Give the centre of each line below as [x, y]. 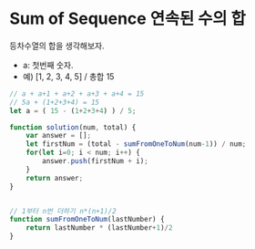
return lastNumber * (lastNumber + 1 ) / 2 [99, 228]
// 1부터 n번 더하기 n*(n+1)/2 [63, 211]
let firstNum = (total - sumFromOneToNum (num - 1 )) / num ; [136, 144]
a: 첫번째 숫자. [48, 65]
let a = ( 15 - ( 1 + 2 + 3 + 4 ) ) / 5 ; [73, 110]
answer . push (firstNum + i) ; [95, 161]
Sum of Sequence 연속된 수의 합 [127, 19]
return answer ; [55, 178]
